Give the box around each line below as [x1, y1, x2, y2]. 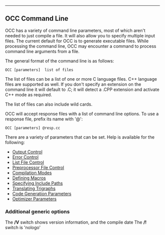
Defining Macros [12, 175, 46, 181]
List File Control [12, 159, 44, 165]
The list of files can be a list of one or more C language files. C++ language [5, 76, 157, 82]
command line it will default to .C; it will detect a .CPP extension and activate [5, 87, 160, 92]
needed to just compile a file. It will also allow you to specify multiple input [5, 32, 156, 38]
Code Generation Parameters [12, 190, 72, 197]
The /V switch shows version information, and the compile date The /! [5, 219, 147, 225]
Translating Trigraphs [12, 185, 55, 191]
